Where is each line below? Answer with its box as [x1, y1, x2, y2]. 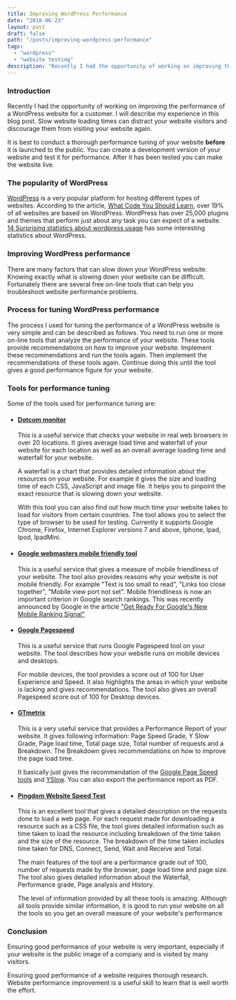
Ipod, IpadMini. [17, 533, 61, 542]
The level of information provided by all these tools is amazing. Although [17, 894, 227, 903]
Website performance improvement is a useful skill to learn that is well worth [7, 979, 229, 987]
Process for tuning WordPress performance [7, 305, 159, 315]
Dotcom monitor [17, 415, 67, 424]
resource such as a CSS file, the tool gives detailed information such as [17, 822, 224, 830]
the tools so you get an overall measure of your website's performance [17, 909, 223, 918]
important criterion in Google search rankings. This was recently [17, 595, 204, 603]
